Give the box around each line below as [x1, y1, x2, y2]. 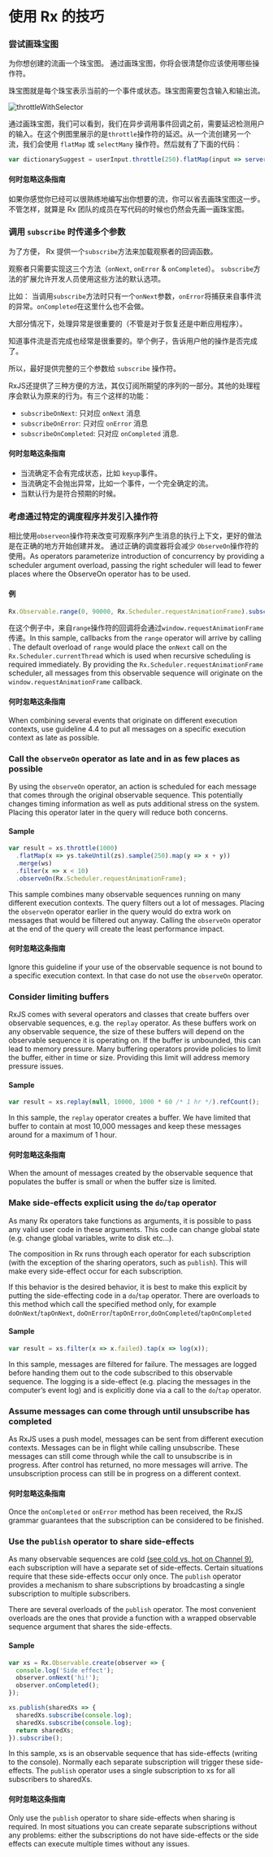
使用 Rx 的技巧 [8, 7, 104, 26]
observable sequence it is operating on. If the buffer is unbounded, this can [8, 1035, 262, 1046]
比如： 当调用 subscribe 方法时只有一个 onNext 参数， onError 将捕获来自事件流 [8, 291, 262, 301]
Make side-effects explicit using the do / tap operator [8, 1197, 217, 1208]
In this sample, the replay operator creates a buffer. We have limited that [8, 1112, 251, 1123]
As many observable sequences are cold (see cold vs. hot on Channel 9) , [8, 1554, 254, 1564]
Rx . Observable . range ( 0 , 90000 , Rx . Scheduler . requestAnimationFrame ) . [8, 607, 249, 615]
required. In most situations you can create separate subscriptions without [8, 1821, 258, 1831]
